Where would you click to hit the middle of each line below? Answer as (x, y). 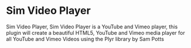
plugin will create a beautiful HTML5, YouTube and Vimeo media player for (96, 32)
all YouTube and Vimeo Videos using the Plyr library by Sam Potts (85, 39)
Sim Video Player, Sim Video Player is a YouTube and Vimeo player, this (92, 27)
